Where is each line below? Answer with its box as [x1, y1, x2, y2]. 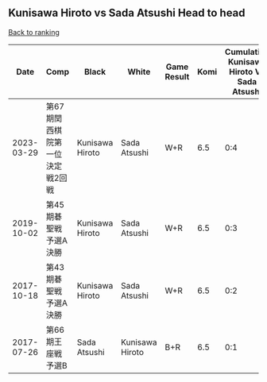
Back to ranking [8, 27, 60, 37]
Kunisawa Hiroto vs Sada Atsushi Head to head [8, 6, 246, 20]
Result [164, 71, 190, 82]
